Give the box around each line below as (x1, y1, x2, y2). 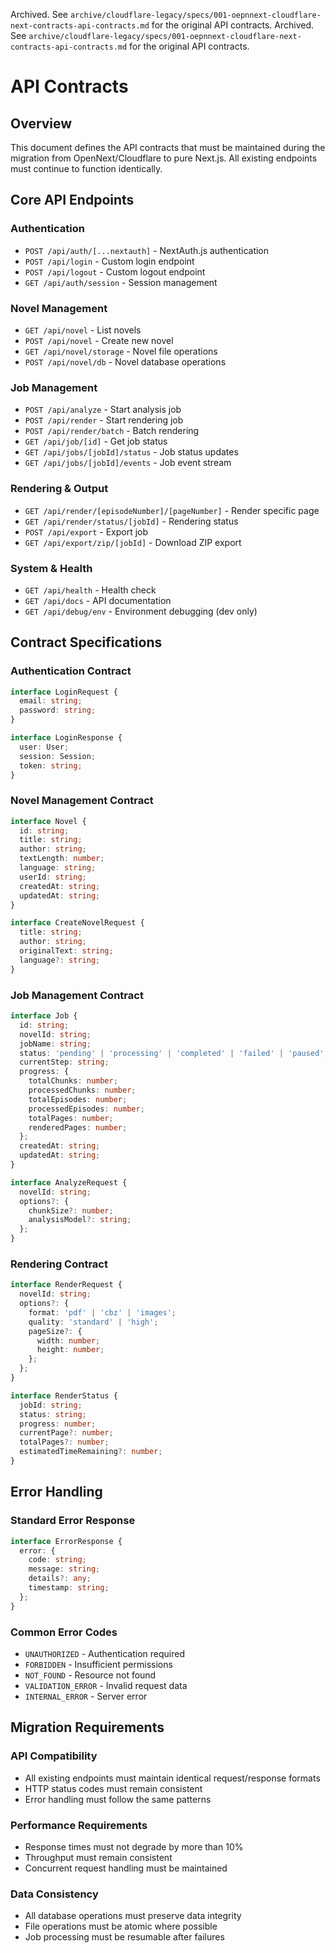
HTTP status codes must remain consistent (24, 1782, 203, 1794)
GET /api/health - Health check (24, 584, 157, 596)
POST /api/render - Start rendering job (24, 414, 184, 426)
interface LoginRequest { (10, 687, 118, 697)
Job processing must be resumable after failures (24, 1931, 225, 1943)
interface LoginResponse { (10, 733, 123, 743)
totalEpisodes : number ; (28, 1094, 128, 1104)
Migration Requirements (10, 1719, 165, 1736)
